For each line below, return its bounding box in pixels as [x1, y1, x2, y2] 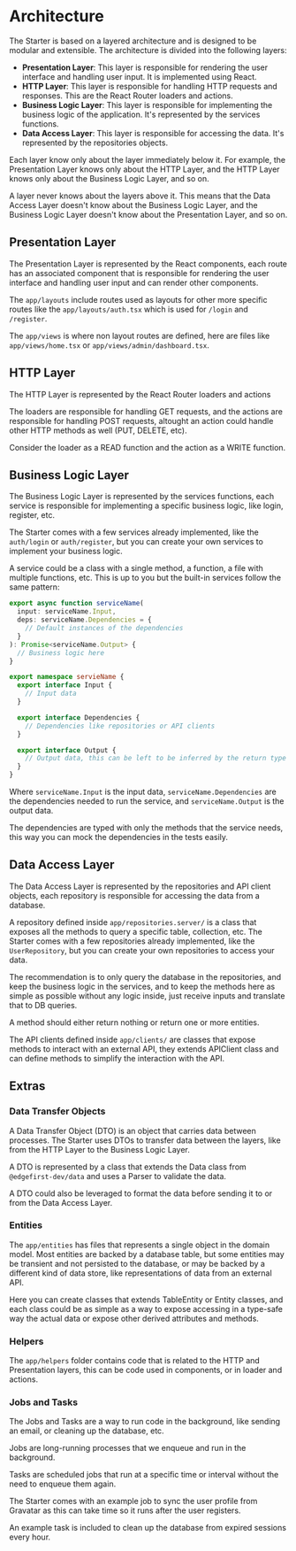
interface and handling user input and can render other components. [9, 277, 259, 288]
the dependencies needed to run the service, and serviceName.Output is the [9, 796, 285, 806]
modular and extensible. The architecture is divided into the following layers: [9, 44, 287, 55]
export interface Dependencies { [17, 713, 140, 722]
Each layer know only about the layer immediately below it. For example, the [9, 154, 285, 165]
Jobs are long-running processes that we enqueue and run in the [9, 1443, 247, 1454]
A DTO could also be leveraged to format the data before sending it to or [9, 1188, 273, 1199]
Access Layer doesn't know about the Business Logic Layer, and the [9, 199, 258, 210]
